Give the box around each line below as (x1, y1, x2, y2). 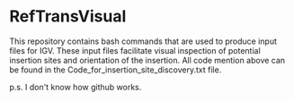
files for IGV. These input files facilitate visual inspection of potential (9, 45, 261, 55)
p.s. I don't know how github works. (9, 81, 142, 92)
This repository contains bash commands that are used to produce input (9, 36, 277, 46)
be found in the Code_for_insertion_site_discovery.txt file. (9, 64, 222, 75)
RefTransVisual (9, 6, 127, 27)
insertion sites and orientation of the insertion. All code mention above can (9, 55, 286, 65)
